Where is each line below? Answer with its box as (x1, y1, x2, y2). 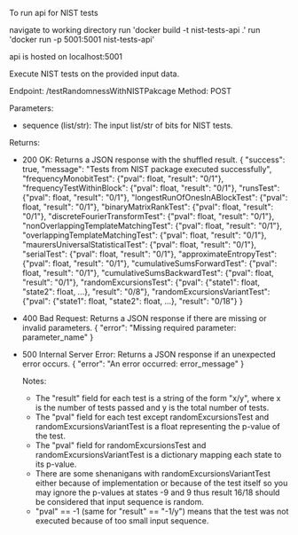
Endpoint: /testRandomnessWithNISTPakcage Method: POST (9, 86, 232, 96)
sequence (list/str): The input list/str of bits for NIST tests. (21, 120, 233, 130)
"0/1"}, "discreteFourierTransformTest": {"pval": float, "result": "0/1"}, (21, 211, 275, 221)
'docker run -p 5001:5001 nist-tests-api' (9, 35, 155, 44)
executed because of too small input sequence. (35, 515, 209, 526)
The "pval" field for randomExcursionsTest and (35, 440, 207, 451)
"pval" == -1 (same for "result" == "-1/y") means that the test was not (35, 506, 289, 516)
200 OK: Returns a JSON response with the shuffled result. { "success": (21, 154, 286, 165)
